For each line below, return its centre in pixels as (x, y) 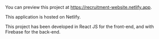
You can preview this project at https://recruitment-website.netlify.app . (78, 7)
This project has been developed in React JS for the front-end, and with (80, 26)
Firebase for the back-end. (33, 32)
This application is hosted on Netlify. (43, 17)
